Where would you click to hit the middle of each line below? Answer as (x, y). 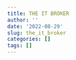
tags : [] (20, 46)
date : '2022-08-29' (35, 26)
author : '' (23, 20)
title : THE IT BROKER (38, 13)
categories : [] (29, 39)
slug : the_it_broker (37, 33)
